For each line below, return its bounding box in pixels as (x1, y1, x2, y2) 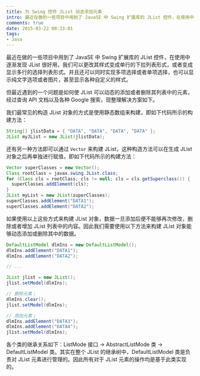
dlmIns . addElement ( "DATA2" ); (6, 253, 79, 259)
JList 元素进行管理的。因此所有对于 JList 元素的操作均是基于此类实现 (17, 356, 187, 363)
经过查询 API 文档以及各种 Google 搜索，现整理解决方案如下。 (6, 96, 158, 103)
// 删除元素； (6, 291, 37, 297)
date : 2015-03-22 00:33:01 (6, 25, 73, 32)
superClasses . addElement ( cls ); (11, 181, 89, 187)
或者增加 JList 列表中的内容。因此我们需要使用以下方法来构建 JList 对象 (11, 222, 187, 230)
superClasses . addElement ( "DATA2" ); (6, 204, 95, 209)
